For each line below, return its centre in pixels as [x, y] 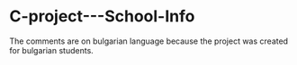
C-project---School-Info [102, 16]
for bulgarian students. [52, 50]
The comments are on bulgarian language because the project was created [149, 41]
